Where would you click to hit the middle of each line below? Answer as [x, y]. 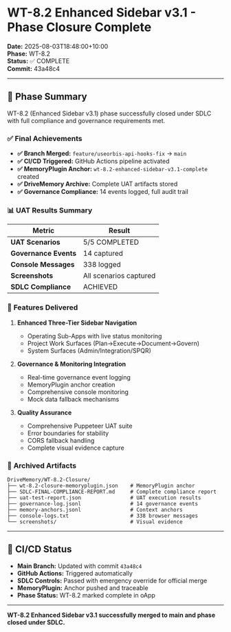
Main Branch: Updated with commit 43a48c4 [79, 566]
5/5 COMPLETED [111, 242]
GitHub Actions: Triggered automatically [75, 573]
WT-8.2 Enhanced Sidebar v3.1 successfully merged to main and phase [111, 615]
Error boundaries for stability [68, 433]
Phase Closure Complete [79, 27]
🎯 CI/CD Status [40, 549]
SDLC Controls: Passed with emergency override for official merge [112, 580]
